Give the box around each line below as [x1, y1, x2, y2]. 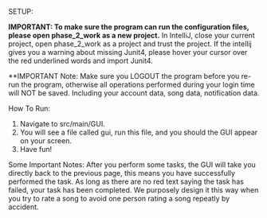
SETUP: [8, 7, 33, 16]
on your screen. [19, 136, 72, 146]
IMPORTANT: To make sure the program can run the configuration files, [8, 22, 249, 31]
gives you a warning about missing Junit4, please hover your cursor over [8, 48, 248, 56]
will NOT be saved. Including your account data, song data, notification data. [8, 88, 260, 98]
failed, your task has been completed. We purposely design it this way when [8, 185, 259, 194]
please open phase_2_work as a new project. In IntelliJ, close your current [8, 31, 255, 40]
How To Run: [8, 103, 50, 113]
